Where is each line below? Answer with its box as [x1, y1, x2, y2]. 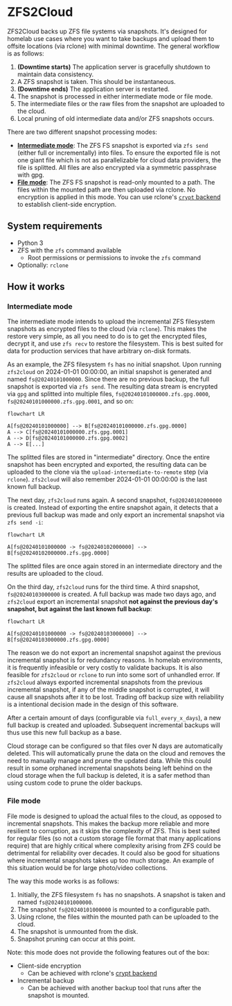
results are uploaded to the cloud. [7, 570, 104, 578]
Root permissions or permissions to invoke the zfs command [27, 253, 202, 262]
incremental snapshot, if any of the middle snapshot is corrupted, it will [7, 685, 210, 694]
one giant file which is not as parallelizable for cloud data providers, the [17, 155, 222, 164]
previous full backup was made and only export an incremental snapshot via [7, 511, 225, 519]
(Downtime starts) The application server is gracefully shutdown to [17, 62, 211, 71]
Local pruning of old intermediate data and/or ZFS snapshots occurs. [17, 114, 215, 122]
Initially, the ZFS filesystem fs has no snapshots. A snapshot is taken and [17, 890, 226, 898]
